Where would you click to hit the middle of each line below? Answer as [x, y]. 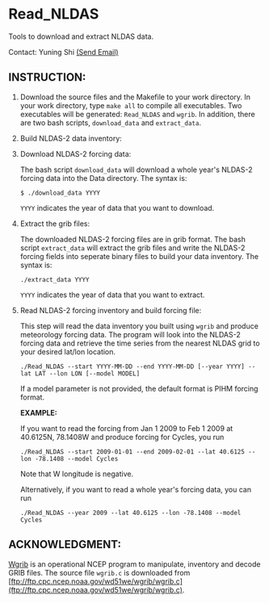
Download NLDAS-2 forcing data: [76, 153]
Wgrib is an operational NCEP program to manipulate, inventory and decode [134, 564]
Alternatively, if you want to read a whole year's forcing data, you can [136, 489]
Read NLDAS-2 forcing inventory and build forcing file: [111, 310]
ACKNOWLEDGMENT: [65, 544]
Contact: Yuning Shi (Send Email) [63, 52]
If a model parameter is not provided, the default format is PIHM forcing [139, 388]
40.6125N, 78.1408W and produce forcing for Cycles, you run [122, 437]
